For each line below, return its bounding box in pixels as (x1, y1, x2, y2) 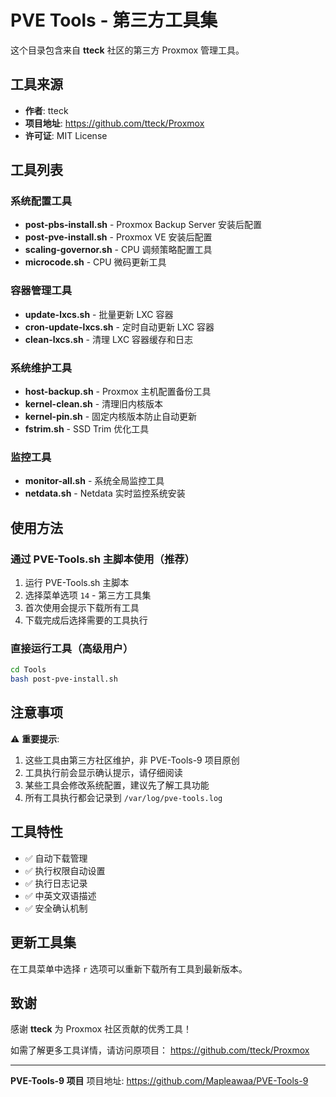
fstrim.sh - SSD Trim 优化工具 (24, 423, 150, 435)
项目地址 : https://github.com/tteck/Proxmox (24, 117, 205, 129)
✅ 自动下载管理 (24, 852, 88, 864)
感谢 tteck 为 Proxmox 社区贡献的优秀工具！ (10, 1023, 193, 1035)
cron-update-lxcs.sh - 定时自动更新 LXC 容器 (24, 321, 215, 333)
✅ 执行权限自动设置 (24, 864, 106, 876)
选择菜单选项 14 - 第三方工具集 (24, 589, 152, 601)
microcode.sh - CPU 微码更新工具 (24, 256, 167, 268)
